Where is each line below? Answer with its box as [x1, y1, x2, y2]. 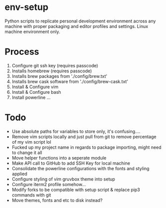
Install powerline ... [11, 94, 51, 100]
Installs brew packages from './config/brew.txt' [11, 73, 107, 79]
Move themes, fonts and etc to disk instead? [11, 197, 103, 203]
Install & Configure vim [11, 84, 59, 90]
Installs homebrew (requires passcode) [11, 68, 92, 74]
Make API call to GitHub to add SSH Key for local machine [11, 160, 130, 166]
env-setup [4, 1, 49, 13]
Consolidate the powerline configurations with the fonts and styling [11, 165, 150, 171]
